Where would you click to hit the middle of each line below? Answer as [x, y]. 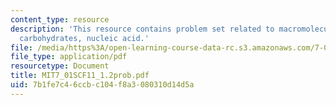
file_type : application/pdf [69, 57]
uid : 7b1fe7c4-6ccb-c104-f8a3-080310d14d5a [102, 85]
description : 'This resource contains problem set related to [142, 29]
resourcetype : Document [60, 66]
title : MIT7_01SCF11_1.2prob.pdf [80, 76]
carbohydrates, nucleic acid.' [84, 38]
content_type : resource [60, 19]
